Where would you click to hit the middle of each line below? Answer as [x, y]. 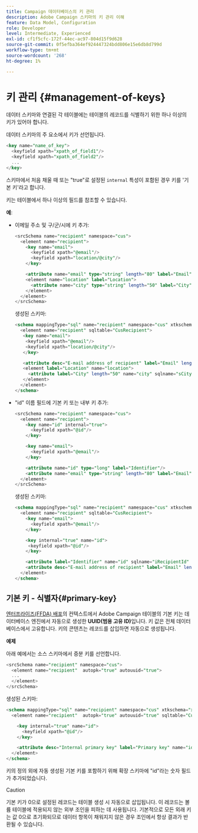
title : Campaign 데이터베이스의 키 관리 [50, 12]
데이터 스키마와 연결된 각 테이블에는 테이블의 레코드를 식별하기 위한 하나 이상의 [97, 115]
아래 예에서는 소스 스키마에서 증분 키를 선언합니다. [64, 653]
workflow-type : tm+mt [33, 50]
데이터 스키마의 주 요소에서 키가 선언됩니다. [56, 135]
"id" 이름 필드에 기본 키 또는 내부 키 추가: [62, 402]
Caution [16, 790]
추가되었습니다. [30, 778]
